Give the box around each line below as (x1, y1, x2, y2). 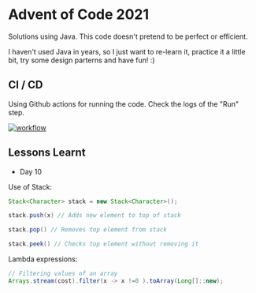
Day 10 (19, 167, 42, 176)
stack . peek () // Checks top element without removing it (8, 240, 199, 248)
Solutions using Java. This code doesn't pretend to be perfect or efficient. (8, 32, 248, 41)
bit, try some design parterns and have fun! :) (8, 55, 155, 65)
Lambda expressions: (8, 254, 78, 264)
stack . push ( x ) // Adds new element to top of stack (8, 212, 181, 220)
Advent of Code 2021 (8, 6, 150, 24)
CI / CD (8, 78, 43, 92)
